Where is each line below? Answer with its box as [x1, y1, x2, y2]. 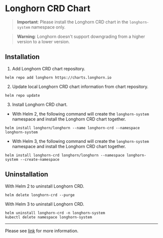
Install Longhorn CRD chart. [12, 102, 68, 107]
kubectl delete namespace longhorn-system [5, 215, 92, 220]
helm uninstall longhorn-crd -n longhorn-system [5, 210, 105, 215]
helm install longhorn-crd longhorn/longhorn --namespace [5, 153, 125, 158]
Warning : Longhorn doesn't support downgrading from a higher [16, 34, 146, 39]
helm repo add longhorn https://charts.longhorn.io [5, 75, 112, 80]
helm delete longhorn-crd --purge [5, 192, 75, 197]
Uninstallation [5, 170, 49, 179]
